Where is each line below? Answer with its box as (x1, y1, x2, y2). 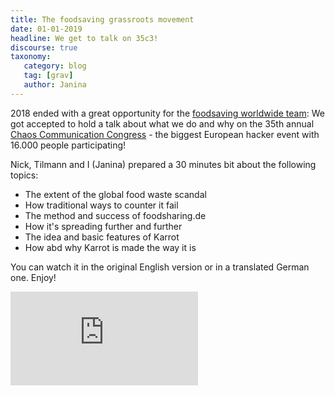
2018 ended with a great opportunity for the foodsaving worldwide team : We (10, 107, 325, 119)
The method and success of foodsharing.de (24, 209, 207, 221)
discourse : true (10, 42, 78, 53)
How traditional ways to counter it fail (24, 199, 179, 211)
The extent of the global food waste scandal (24, 188, 207, 200)
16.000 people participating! (10, 139, 127, 151)
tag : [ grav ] (23, 71, 74, 81)
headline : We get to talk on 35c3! (10, 33, 159, 43)
